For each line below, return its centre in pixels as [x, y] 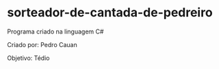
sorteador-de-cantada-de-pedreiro [110, 13]
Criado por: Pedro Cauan [42, 44]
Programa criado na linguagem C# [55, 31]
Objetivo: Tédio [28, 58]
